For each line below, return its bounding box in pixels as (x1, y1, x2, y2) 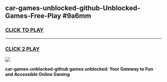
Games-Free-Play (5, 12, 61, 20)
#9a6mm (62, 12, 91, 20)
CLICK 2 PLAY (5, 45, 40, 52)
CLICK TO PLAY (5, 27, 44, 34)
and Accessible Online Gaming (5, 71, 70, 77)
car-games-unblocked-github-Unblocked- (5, 4, 141, 12)
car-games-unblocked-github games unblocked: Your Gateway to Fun (5, 66, 153, 72)
